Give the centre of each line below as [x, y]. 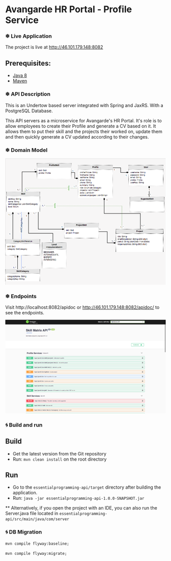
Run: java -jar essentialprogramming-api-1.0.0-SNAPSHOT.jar [78, 498]
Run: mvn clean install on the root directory [60, 459]
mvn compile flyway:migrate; [36, 553]
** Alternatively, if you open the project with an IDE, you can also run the [81, 508]
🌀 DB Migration [24, 532]
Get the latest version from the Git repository [60, 453]
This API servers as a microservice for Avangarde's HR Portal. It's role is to [83, 120]
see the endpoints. [25, 313]
